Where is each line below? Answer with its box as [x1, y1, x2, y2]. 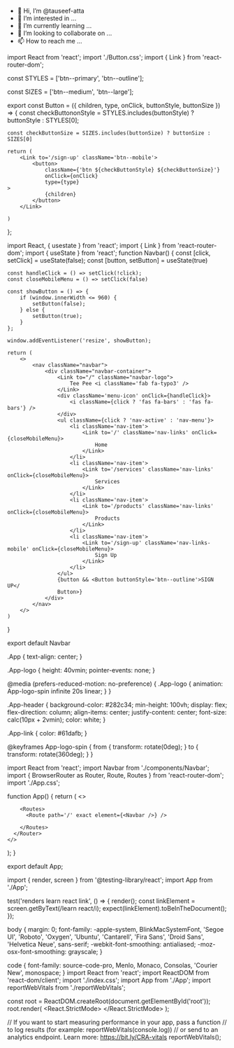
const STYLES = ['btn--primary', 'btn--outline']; [7, 74, 145, 82]
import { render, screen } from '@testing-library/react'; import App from [7, 876, 213, 884]
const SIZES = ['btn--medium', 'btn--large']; [7, 88, 134, 96]
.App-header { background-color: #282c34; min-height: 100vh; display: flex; [7, 701, 228, 709]
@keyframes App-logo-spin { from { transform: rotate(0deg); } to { [7, 743, 199, 751]
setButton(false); [32, 301, 86, 308]
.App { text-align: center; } [7, 652, 82, 661]
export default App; [7, 862, 64, 870]
